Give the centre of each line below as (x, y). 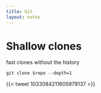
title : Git (19, 11)
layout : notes (23, 17)
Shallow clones (44, 46)
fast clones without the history (43, 62)
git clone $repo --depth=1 (39, 73)
